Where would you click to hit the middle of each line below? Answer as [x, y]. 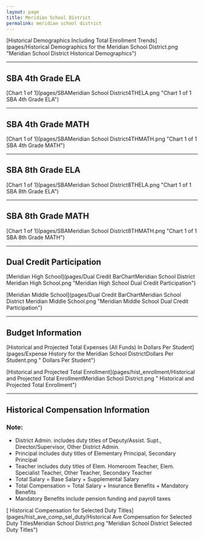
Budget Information [44, 332]
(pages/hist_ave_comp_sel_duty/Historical [59, 516]
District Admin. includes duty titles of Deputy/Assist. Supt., [88, 440]
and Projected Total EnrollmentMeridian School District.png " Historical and [100, 378]
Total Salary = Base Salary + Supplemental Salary [77, 479]
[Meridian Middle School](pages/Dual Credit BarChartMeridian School [94, 295]
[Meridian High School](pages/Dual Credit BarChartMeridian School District [101, 277]
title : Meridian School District [49, 18]
